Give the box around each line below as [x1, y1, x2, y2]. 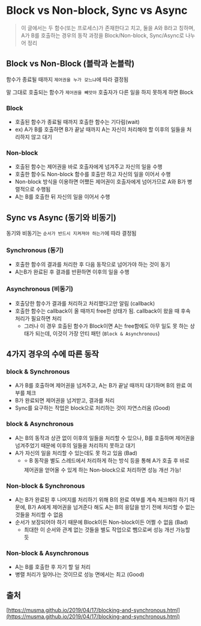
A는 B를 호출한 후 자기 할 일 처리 [14, 563, 91, 571]
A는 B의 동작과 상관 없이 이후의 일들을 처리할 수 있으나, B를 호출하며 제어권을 [14, 434, 195, 441]
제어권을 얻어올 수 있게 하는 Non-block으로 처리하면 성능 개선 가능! [23, 466, 181, 473]
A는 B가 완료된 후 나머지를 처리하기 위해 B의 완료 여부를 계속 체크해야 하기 [14, 496, 189, 503]
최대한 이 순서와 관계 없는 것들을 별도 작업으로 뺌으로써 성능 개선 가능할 [23, 526, 191, 533]
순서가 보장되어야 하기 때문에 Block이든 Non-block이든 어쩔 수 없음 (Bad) [14, 518, 188, 526]
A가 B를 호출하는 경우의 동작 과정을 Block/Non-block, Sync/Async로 [20, 31, 184, 39]
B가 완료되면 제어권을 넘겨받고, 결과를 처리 [14, 397, 115, 404]
